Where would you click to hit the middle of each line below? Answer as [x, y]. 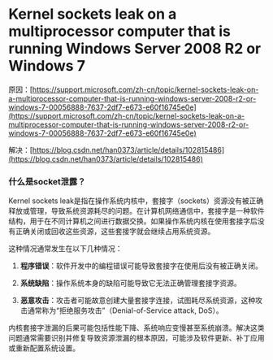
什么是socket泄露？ [47, 181]
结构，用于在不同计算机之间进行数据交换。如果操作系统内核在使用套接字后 [133, 221]
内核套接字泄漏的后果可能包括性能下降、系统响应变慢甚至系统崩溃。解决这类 [136, 328]
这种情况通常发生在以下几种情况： [65, 249]
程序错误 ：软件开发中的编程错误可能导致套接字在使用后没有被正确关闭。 [141, 266]
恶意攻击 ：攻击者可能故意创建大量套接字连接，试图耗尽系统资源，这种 [138, 301]
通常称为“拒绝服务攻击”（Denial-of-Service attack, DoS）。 [125, 310]
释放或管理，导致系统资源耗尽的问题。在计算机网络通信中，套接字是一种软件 [136, 211]
